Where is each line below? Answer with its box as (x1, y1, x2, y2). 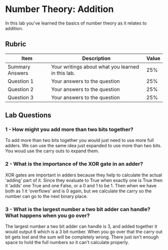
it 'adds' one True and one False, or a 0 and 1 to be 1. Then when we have (5, 182, 156, 188)
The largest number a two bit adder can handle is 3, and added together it (5, 223, 157, 229)
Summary (7, 63, 31, 70)
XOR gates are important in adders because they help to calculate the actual (5, 172, 162, 178)
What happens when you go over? (5, 212, 90, 219)
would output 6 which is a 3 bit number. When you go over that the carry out (5, 229, 162, 235)
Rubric (5, 40, 26, 49)
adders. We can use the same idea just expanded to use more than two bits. (5, 143, 162, 149)
